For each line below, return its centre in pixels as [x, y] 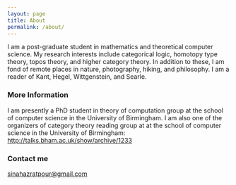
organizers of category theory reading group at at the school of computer [114, 125]
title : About [26, 20]
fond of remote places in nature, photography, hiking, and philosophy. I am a [118, 69]
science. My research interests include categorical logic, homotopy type [112, 54]
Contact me [28, 158]
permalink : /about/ [36, 27]
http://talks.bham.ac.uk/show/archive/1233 [70, 140]
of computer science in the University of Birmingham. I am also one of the [115, 117]
